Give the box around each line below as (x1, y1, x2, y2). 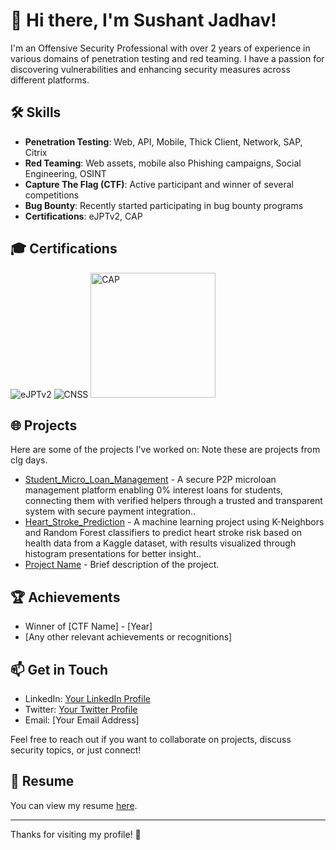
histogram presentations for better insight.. (24, 548, 202, 560)
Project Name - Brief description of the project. (24, 559, 220, 571)
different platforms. (10, 74, 90, 86)
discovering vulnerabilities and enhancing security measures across (10, 63, 291, 75)
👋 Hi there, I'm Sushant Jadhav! (10, 9, 277, 32)
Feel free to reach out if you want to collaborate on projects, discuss (10, 734, 292, 745)
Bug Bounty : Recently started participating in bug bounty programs (24, 199, 304, 211)
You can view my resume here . (10, 799, 138, 811)
